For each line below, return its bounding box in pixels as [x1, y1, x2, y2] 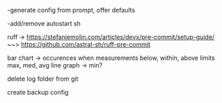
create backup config [7, 88, 69, 96]
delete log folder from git [7, 74, 79, 83]
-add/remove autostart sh [7, 19, 81, 27]
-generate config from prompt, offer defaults [7, 6, 136, 14]
